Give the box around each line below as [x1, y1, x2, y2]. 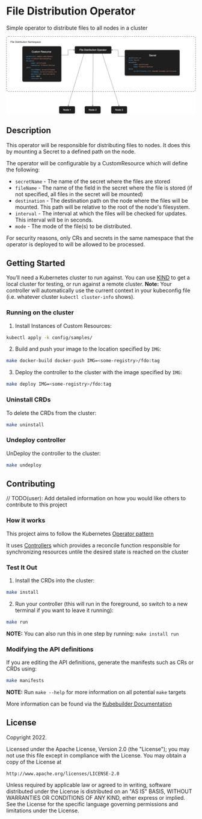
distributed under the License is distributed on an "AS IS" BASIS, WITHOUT [6, 788, 192, 795]
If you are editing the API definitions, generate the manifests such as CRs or [6, 659, 194, 666]
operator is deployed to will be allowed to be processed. [6, 240, 145, 248]
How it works [6, 516, 46, 524]
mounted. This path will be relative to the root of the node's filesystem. [14, 203, 191, 211]
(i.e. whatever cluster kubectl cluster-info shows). [6, 293, 135, 301]
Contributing [6, 479, 55, 489]
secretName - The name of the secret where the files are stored [14, 177, 170, 185]
